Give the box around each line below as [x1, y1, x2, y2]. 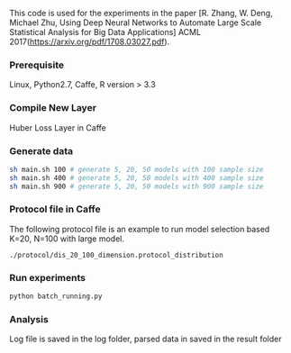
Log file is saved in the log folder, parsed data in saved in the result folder [9, 333, 282, 345]
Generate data [9, 144, 74, 157]
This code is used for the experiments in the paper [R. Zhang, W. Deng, [9, 8, 273, 18]
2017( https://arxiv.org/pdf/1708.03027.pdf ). [9, 36, 170, 47]
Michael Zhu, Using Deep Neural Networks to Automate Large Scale [9, 17, 262, 28]
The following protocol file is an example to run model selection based [9, 223, 270, 234]
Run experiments [9, 271, 86, 284]
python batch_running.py [9, 292, 103, 301]
